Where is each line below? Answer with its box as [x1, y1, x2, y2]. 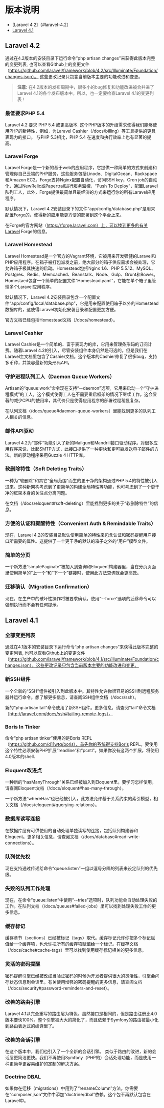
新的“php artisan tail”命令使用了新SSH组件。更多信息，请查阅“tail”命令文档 [5, 704, 156, 710]
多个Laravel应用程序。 [9, 284, 54, 290]
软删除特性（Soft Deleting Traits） [5, 466, 87, 472]
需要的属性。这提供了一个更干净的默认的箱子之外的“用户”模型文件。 [13, 538, 151, 544]
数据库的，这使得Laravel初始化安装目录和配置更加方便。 [5, 306, 118, 312]
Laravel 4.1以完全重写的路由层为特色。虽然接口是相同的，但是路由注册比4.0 [5, 1011, 157, 1017]
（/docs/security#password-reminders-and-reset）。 [5, 985, 112, 991]
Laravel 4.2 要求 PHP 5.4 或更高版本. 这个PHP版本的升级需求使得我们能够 [5, 122, 153, 128]
